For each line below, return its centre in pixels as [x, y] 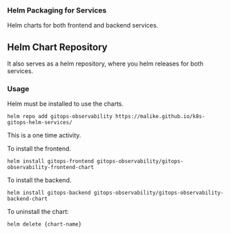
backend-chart [28, 199]
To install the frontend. [39, 149]
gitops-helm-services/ [40, 123]
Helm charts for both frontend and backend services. [83, 26]
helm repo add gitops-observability [60, 117]
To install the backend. [39, 180]
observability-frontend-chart [51, 168]
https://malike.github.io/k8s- [160, 117]
